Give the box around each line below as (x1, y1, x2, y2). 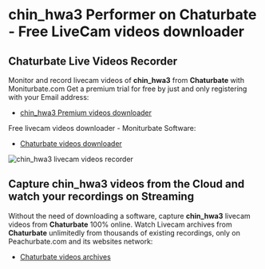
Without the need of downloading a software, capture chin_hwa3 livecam (8, 211, 251, 220)
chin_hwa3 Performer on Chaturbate (8, 6, 257, 24)
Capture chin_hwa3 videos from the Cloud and (8, 177, 245, 191)
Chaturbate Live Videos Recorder (8, 54, 178, 68)
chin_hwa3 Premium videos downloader (19, 108, 152, 117)
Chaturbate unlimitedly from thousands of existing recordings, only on (8, 227, 241, 237)
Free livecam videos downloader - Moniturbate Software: (8, 124, 196, 133)
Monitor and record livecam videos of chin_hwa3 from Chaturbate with (8, 76, 245, 85)
